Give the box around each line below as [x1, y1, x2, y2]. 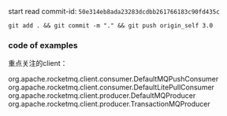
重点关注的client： [8, 59, 68, 68]
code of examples [8, 39, 78, 50]
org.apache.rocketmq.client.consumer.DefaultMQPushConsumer [8, 74, 219, 84]
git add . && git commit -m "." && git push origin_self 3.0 [8, 22, 214, 30]
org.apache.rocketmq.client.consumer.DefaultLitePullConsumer [8, 82, 215, 92]
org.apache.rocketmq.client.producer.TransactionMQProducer [8, 100, 210, 109]
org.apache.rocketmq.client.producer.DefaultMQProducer [8, 91, 196, 100]
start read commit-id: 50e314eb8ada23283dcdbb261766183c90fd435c [8, 7, 220, 16]
